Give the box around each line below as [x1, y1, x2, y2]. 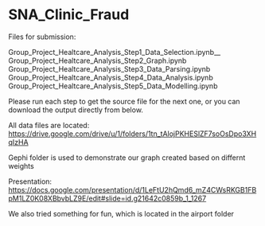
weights [8, 161, 34, 170]
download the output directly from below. [8, 105, 143, 115]
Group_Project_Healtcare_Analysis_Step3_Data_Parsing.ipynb [8, 64, 211, 73]
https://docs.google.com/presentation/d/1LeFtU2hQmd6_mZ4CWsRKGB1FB [8, 185, 257, 194]
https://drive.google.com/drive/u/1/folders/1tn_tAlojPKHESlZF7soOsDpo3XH [8, 129, 257, 138]
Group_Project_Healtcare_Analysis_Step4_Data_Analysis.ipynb [8, 72, 213, 82]
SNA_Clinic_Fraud [8, 6, 130, 24]
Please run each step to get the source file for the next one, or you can [8, 96, 240, 106]
